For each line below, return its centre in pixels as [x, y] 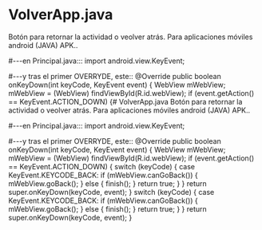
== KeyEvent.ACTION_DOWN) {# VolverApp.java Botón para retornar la [125, 101]
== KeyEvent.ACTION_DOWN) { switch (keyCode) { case [102, 166]
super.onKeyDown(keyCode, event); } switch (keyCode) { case [111, 192]
